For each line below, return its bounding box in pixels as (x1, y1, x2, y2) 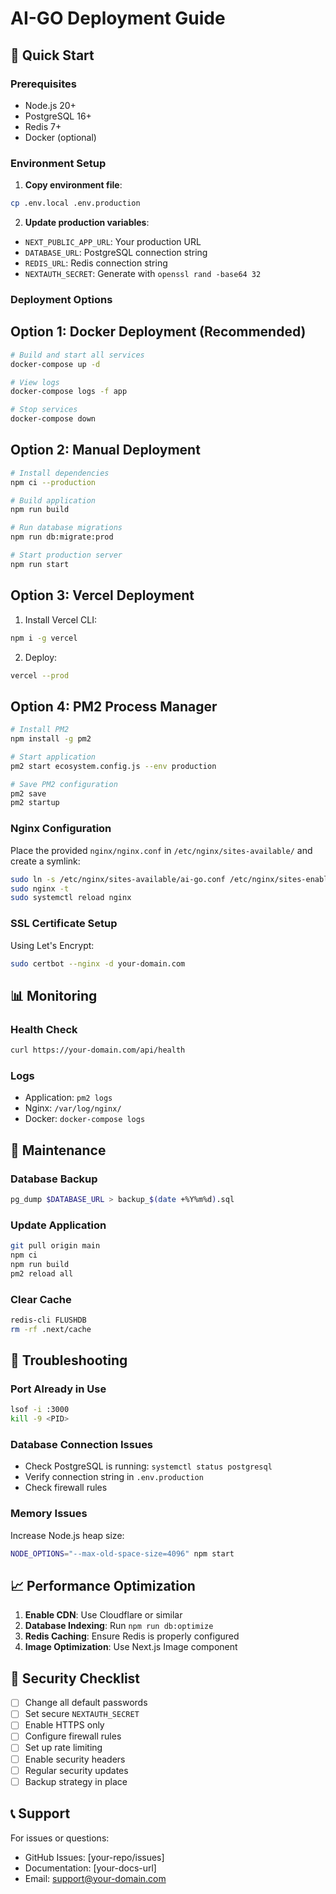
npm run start (10, 559, 70, 569)
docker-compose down (10, 414, 97, 424)
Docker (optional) (24, 131, 97, 143)
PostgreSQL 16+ (24, 110, 92, 122)
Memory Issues (10, 1507, 88, 1521)
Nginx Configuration (10, 822, 112, 836)
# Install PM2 (10, 725, 70, 735)
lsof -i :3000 (10, 1405, 70, 1415)
